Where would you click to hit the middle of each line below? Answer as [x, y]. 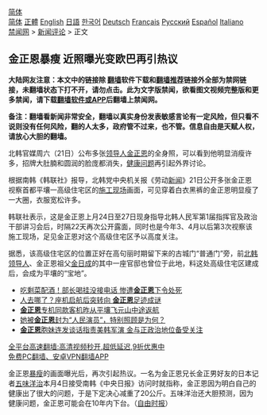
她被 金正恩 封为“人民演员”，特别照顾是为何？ [93, 320]
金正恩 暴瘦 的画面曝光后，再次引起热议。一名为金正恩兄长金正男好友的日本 [130, 373]
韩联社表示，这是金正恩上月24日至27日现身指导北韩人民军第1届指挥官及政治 [133, 217]
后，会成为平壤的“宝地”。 [50, 273]
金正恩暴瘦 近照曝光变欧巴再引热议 [93, 59]
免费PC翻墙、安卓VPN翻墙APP [58, 356]
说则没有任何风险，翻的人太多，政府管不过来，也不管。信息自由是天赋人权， [133, 126]
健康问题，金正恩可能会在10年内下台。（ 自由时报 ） [90, 403]
